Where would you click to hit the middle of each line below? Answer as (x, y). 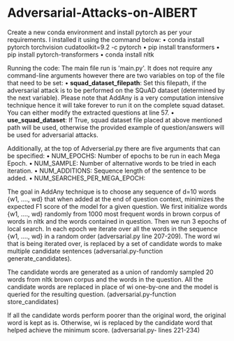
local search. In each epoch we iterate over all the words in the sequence (112, 228)
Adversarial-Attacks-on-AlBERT (102, 13)
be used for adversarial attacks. (53, 135)
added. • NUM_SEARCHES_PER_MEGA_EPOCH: (76, 178)
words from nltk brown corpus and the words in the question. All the (105, 279)
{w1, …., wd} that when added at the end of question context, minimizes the (116, 199)
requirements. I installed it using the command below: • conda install (106, 39)
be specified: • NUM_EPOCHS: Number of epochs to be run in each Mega (114, 156)
